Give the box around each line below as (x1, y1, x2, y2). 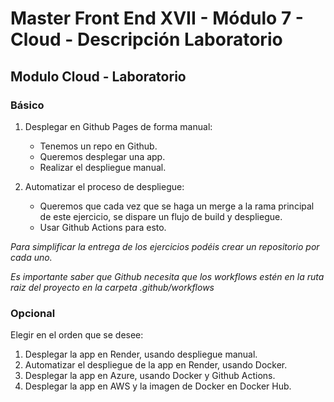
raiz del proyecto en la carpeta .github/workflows (10, 281, 215, 293)
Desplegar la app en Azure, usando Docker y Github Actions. (24, 370, 276, 382)
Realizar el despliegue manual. (39, 161, 167, 173)
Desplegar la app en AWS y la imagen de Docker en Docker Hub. (24, 380, 292, 392)
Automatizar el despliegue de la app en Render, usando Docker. (24, 359, 288, 371)
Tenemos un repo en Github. (39, 140, 158, 152)
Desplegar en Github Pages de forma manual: (24, 120, 213, 132)
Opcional (10, 306, 56, 320)
